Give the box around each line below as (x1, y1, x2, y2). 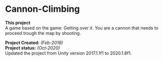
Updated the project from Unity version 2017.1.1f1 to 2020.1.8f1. (5, 50, 132, 56)
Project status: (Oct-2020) (5, 45, 60, 51)
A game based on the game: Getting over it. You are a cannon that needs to (5, 25, 159, 30)
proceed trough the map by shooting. (5, 30, 81, 36)
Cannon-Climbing (5, 3, 80, 15)
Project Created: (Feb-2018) (5, 39, 63, 45)
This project (5, 20, 31, 26)
